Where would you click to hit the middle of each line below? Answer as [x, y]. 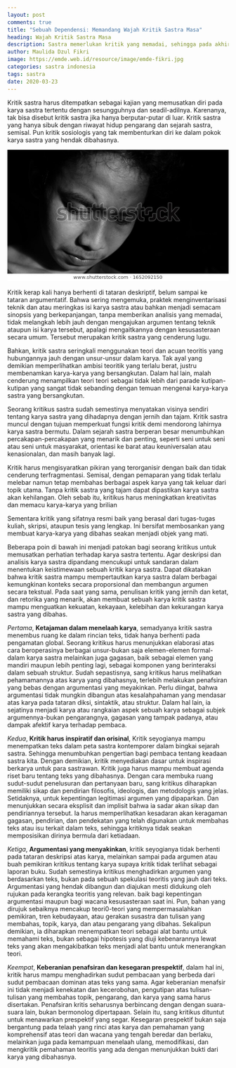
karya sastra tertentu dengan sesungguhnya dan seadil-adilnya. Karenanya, [117, 110]
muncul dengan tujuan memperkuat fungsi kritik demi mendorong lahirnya [114, 424]
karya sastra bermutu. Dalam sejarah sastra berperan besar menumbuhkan [116, 431]
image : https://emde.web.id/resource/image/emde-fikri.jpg [96, 60]
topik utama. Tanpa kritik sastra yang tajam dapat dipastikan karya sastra [113, 490]
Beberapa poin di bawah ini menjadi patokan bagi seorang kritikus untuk [112, 547]
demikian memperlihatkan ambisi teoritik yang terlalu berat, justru [102, 366]
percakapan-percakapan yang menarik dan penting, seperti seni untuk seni [116, 439]
